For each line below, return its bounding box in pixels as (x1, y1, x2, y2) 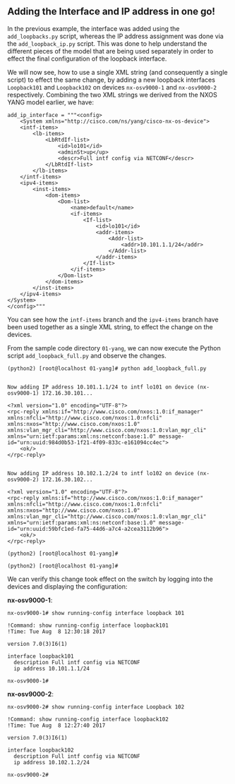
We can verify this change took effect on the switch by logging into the (7, 575, 213, 583)
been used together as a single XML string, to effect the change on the (7, 322, 213, 331)
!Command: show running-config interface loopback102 (7, 716, 169, 723)
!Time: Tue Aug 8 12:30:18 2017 (7, 627, 106, 635)
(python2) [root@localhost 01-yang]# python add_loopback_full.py (7, 365, 207, 372)
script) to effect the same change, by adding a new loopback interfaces (7, 75, 215, 84)
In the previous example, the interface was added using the (7, 24, 180, 32)
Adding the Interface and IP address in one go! (7, 6, 215, 18)
